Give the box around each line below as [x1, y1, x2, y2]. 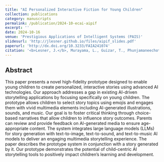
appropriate [5, 125, 29, 132]
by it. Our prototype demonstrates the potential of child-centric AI [5, 146, 137, 152]
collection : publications [5, 12, 58, 17]
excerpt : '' [5, 25, 29, 30]
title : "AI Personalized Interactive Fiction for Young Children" [5, 7, 143, 12]
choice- [135, 110, 151, 116]
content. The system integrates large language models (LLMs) [29, 125, 155, 132]
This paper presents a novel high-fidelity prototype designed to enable [5, 79, 147, 85]
